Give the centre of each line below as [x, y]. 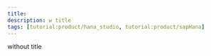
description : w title [39, 20]
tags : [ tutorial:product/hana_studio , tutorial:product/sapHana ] [106, 27]
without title [25, 47]
